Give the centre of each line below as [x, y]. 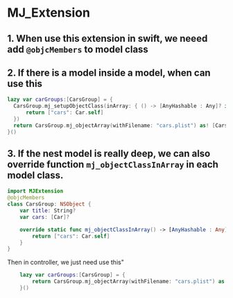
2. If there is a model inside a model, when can [109, 73]
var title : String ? [48, 211]
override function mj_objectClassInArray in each [113, 165]
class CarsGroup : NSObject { [49, 204]
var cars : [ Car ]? [45, 217]
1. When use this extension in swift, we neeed [107, 39]
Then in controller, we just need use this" [66, 263]
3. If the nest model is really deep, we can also [109, 154]
